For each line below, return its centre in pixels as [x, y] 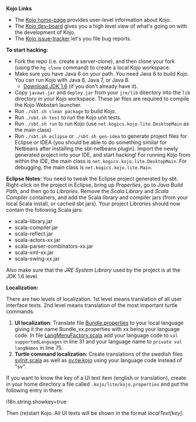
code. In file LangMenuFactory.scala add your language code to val [96, 335]
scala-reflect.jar [34, 234]
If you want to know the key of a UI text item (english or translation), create [96, 378]
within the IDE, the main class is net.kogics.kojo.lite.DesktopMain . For [101, 161]
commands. [20, 311]
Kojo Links [19, 9]
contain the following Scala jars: [44, 210]
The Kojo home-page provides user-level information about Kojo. [93, 20]
